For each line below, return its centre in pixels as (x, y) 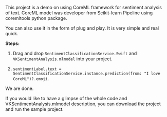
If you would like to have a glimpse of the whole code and (66, 98)
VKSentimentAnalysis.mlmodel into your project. (63, 59)
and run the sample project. (35, 109)
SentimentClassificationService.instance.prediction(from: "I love (86, 74)
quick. (12, 33)
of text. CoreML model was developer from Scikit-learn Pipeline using (79, 13)
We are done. (20, 88)
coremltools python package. (36, 18)
